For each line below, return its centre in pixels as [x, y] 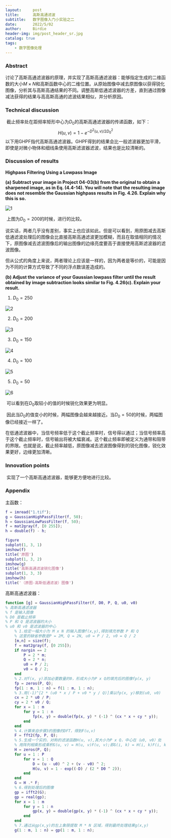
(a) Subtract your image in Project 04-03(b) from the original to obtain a [83, 182]
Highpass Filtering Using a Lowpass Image [51, 172]
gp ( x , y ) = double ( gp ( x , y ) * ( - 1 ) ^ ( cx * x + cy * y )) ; [95, 811]
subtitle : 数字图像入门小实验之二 [40, 19]
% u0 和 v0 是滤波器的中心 [31, 627]
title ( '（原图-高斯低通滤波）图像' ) [39, 583]
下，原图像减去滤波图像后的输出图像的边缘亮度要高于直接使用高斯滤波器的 [83, 243]
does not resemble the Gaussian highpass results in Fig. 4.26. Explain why [85, 193]
